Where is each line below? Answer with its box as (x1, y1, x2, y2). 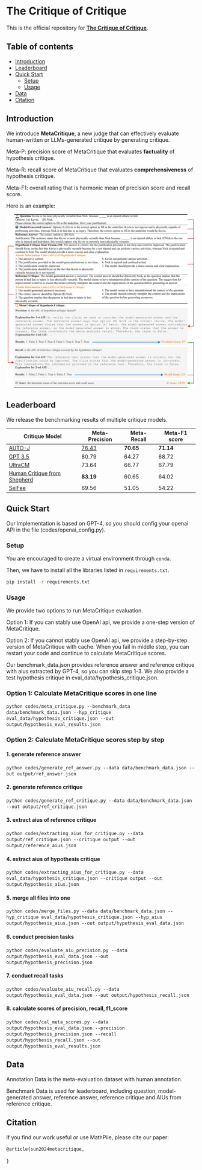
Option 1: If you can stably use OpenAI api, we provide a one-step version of (6, 618, 195, 626)
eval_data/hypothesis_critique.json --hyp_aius (41, 914, 163, 921)
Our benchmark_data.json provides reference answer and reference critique (6, 661, 195, 669)
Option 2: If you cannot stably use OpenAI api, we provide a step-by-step (6, 637, 188, 644)
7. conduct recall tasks (6, 972, 64, 979)
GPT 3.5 (8, 453, 30, 460)
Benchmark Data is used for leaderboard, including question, (6, 1087, 158, 1095)
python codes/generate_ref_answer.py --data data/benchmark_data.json (6, 765, 187, 771)
